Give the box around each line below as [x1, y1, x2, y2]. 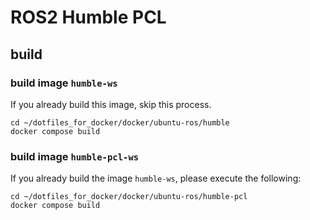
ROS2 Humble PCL [10, 6, 167, 29]
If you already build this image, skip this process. [10, 98, 212, 110]
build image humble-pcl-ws [10, 149, 140, 163]
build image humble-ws [10, 76, 118, 90]
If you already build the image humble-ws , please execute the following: [10, 172, 302, 185]
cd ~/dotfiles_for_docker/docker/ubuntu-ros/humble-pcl [10, 192, 248, 202]
